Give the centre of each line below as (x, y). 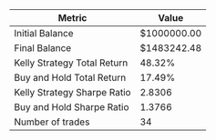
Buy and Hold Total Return (70, 78)
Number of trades (52, 122)
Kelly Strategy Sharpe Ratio (72, 92)
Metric (72, 18)
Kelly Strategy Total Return (71, 63)
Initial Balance (44, 33)
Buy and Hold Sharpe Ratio (72, 107)
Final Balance (43, 48)
